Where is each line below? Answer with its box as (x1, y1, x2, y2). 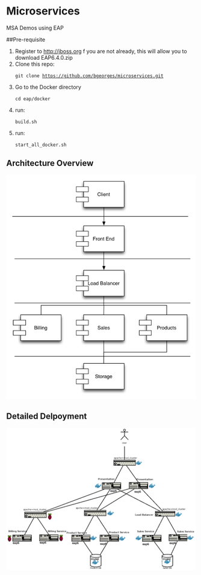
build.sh (14, 119, 37, 125)
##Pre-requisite (6, 36, 46, 43)
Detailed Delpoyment (6, 411, 87, 422)
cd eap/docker (14, 95, 51, 102)
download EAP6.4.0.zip (14, 54, 73, 61)
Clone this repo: (14, 60, 55, 68)
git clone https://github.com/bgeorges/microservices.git (14, 72, 164, 79)
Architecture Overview (6, 158, 94, 168)
